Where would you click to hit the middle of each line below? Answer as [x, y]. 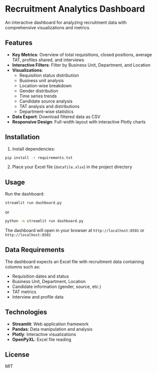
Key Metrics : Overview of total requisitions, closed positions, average [82, 54]
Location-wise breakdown [45, 86]
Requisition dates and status [40, 276]
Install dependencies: [34, 149]
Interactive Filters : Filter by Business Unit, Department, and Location [81, 65]
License [17, 355]
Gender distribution [39, 90]
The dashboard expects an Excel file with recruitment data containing [75, 262]
